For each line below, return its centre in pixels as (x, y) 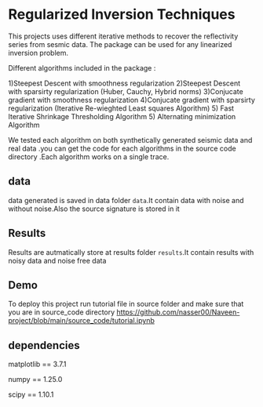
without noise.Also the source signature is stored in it (94, 209)
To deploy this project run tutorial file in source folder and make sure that (126, 304)
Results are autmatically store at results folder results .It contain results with (131, 252)
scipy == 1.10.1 (31, 394)
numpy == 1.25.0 (35, 380)
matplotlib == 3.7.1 (37, 364)
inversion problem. (38, 53)
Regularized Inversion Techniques (122, 15)
